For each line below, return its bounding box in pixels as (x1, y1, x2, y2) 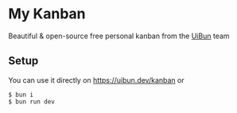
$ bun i (8, 91, 34, 99)
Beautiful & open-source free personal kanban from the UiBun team (8, 31, 230, 41)
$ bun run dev (8, 97, 56, 106)
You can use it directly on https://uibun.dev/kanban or (8, 75, 185, 84)
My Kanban (8, 5, 86, 23)
